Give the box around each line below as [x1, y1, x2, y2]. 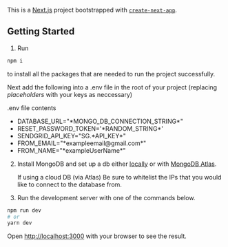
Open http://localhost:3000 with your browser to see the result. [7, 232, 187, 240]
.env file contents [7, 103, 56, 112]
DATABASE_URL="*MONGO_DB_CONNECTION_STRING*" [17, 117, 184, 125]
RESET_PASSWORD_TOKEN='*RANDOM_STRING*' [17, 124, 164, 133]
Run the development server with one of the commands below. [17, 193, 196, 202]
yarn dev [7, 219, 32, 226]
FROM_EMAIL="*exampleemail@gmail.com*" [17, 139, 147, 147]
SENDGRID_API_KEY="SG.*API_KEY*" [17, 131, 126, 140]
